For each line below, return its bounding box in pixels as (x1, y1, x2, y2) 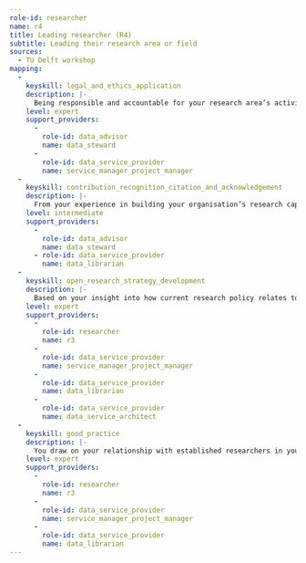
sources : (9, 47, 43, 57)
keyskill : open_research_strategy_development (25, 276, 206, 286)
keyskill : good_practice (25, 429, 120, 438)
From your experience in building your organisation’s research (33, 200, 283, 210)
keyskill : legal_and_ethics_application (25, 81, 181, 90)
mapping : (9, 65, 43, 74)
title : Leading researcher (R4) (9, 30, 132, 39)
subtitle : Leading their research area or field (9, 38, 198, 48)
